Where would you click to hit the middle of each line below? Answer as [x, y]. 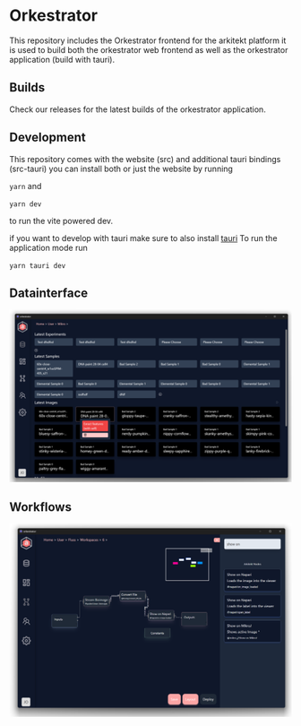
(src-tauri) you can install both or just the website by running [121, 169]
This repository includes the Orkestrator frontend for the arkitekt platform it [148, 40]
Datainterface [49, 293]
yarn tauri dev [38, 265]
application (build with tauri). [62, 59]
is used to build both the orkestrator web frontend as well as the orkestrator [149, 49]
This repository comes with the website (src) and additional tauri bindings [145, 159]
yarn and [26, 186]
